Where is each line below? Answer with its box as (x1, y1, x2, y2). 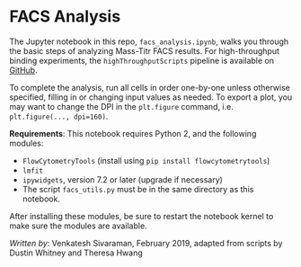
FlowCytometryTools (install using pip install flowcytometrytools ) (22, 155, 270, 165)
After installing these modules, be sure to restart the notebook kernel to (9, 210, 274, 221)
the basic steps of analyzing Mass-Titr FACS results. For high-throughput (9, 45, 280, 56)
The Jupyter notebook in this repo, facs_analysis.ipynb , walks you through (9, 36, 289, 47)
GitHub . (9, 65, 38, 76)
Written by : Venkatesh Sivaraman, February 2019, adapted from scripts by (9, 237, 283, 248)
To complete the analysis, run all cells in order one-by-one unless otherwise (9, 82, 290, 93)
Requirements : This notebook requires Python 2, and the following (9, 128, 257, 138)
